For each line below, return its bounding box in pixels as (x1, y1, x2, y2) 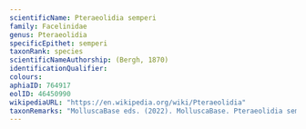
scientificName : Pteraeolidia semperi (9, 13, 157, 23)
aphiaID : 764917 (9, 81, 71, 90)
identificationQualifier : (9, 64, 107, 74)
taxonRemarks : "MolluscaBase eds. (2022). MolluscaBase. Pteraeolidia (9, 106, 283, 115)
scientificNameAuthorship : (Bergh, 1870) (9, 55, 169, 64)
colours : (9, 73, 43, 82)
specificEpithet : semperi (9, 38, 107, 48)
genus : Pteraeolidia (9, 30, 88, 39)
